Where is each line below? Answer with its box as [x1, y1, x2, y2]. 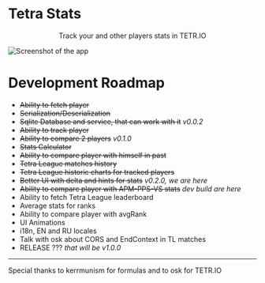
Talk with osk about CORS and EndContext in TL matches [19, 234, 207, 243]
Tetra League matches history [19, 159, 118, 168]
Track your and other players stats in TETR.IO [58, 31, 207, 40]
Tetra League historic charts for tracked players [19, 167, 175, 176]
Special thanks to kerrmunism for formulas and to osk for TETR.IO [8, 266, 222, 275]
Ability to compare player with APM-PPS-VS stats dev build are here [19, 183, 242, 194]
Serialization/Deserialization [19, 108, 111, 118]
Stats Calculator [19, 141, 73, 151]
